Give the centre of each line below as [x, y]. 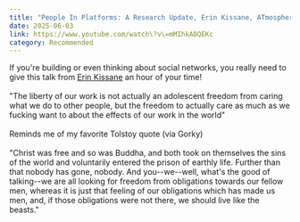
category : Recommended [51, 42]
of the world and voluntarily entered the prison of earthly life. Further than [145, 162]
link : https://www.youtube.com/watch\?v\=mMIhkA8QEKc [112, 34]
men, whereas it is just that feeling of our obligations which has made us [142, 191]
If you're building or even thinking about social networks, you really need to [148, 68]
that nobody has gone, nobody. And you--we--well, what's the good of [140, 172]
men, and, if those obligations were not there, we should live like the [134, 201]
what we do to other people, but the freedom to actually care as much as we [150, 106]
